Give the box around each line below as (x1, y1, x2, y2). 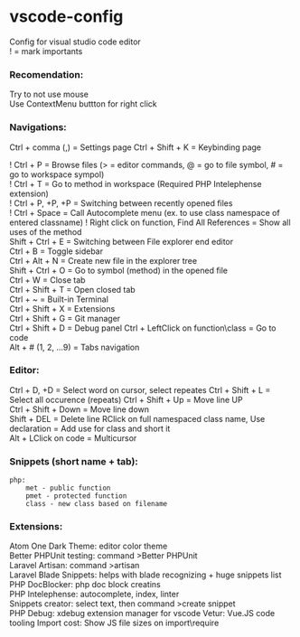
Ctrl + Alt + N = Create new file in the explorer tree (9, 255, 197, 266)
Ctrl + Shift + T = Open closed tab (9, 284, 136, 295)
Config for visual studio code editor (9, 36, 142, 47)
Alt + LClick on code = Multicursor (9, 432, 137, 444)
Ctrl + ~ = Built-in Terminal (9, 294, 108, 304)
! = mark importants (9, 45, 83, 56)
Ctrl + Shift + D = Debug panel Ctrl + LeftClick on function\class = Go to (9, 323, 277, 333)
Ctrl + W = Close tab (9, 274, 86, 286)
